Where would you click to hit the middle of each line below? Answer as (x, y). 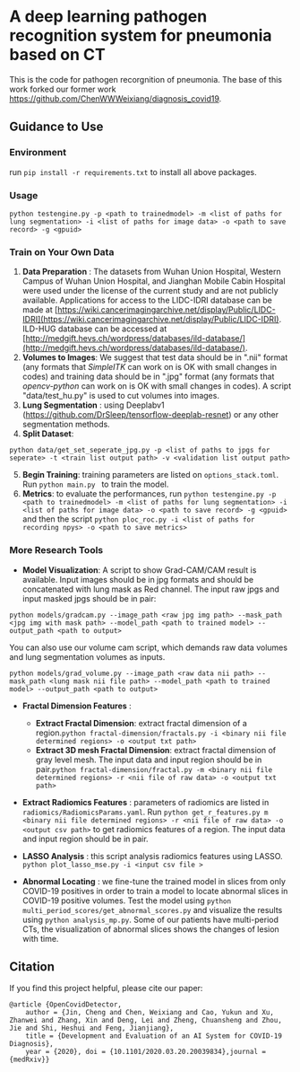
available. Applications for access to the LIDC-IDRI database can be (147, 300)
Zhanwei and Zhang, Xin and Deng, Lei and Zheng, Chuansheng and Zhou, (146, 1021)
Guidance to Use (56, 127)
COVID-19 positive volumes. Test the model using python (126, 901)
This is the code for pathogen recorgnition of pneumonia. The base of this (146, 79)
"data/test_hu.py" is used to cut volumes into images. (120, 396)
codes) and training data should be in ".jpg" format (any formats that (148, 377)
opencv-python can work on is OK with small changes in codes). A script (157, 386)
